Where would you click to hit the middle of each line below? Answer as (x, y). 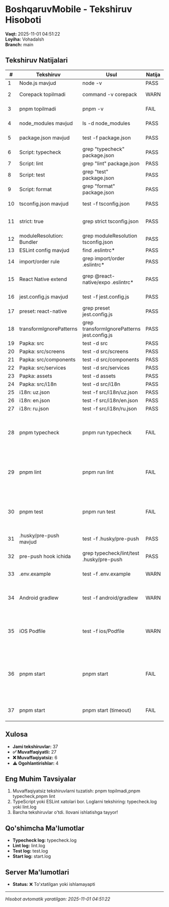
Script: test (32, 174)
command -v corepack (110, 94)
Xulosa (17, 734)
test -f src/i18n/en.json (110, 400)
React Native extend (43, 279)
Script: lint (31, 163)
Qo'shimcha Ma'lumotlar (45, 828)
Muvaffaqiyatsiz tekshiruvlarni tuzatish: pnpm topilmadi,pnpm (76, 791)
